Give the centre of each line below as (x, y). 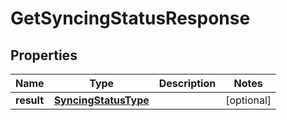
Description (187, 83)
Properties (44, 55)
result (30, 100)
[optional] (248, 100)
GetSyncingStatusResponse (130, 18)
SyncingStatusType (101, 100)
